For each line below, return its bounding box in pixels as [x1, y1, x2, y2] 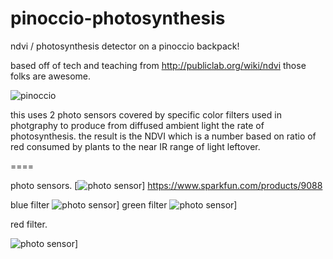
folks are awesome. [10, 70, 92, 82]
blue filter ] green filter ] [10, 198, 238, 211]
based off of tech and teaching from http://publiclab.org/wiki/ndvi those [10, 59, 307, 71]
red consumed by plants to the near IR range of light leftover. [10, 140, 261, 152]
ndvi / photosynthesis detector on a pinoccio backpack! [10, 40, 240, 52]
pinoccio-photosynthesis [10, 7, 226, 30]
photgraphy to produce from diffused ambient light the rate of [10, 119, 265, 131]
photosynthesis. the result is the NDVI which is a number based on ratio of [10, 130, 317, 142]
